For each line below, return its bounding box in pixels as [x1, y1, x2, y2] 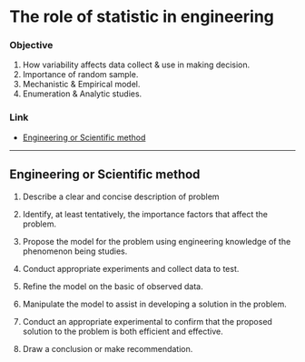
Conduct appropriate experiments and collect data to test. [22, 263, 240, 274]
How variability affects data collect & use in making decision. [22, 59, 251, 70]
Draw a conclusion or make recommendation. [22, 343, 193, 354]
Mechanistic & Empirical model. [22, 79, 141, 90]
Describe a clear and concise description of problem [22, 191, 220, 202]
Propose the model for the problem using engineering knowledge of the [22, 236, 291, 246]
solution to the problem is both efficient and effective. [22, 326, 224, 337]
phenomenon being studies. [22, 246, 128, 256]
